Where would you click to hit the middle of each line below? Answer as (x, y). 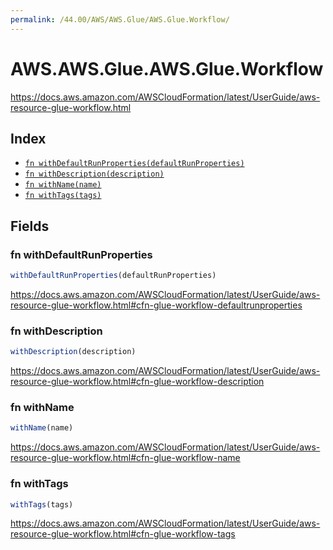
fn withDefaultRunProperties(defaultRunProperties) (134, 164)
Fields (30, 226)
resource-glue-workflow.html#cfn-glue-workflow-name (125, 458)
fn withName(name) (63, 185)
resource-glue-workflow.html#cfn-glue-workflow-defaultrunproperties (156, 305)
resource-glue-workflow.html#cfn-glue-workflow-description (137, 382)
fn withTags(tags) (63, 196)
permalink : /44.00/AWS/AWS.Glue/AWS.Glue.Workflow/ (120, 19)
